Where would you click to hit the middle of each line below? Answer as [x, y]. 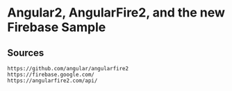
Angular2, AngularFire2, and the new [116, 13]
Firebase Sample [57, 27]
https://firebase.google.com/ [51, 74]
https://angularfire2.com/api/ [52, 81]
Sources [26, 53]
